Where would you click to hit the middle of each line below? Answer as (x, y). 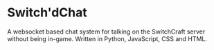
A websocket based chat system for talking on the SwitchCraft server (106, 32)
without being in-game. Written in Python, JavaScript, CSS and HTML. (107, 38)
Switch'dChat (47, 13)
